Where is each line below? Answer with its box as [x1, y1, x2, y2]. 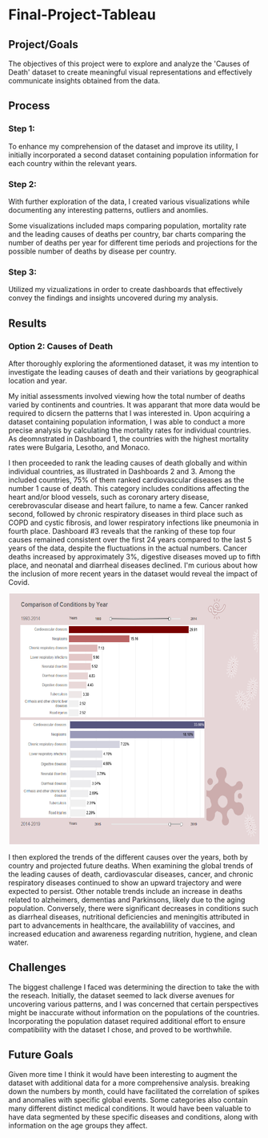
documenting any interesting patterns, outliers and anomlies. [8, 205, 209, 214]
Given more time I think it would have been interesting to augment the [8, 1069, 238, 1079]
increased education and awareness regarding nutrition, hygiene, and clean [8, 929, 258, 938]
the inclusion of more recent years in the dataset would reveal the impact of [8, 568, 258, 579]
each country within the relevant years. [8, 158, 138, 168]
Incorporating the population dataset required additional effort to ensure [8, 1016, 246, 1026]
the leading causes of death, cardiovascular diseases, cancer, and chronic [8, 869, 254, 879]
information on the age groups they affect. [8, 1120, 148, 1130]
